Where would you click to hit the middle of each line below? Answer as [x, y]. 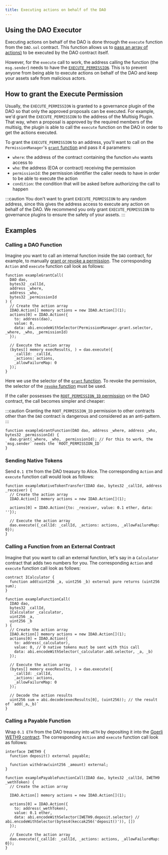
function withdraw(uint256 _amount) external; [59, 765]
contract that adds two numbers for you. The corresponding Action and [79, 563]
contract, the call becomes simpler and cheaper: [55, 401]
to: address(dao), [33, 319]
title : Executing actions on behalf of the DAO [56, 10]
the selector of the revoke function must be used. [56, 386]
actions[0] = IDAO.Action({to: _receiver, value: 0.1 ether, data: [81, 508]
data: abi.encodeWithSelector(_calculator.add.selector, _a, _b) [84, 652]
